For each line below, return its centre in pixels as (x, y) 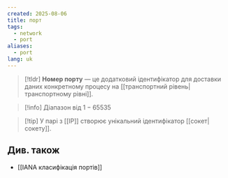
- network (28, 33)
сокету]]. (38, 128)
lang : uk (20, 59)
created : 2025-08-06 (37, 14)
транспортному (48, 94)
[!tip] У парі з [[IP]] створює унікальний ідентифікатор (104, 121)
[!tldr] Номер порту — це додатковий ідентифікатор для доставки (123, 79)
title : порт (24, 20)
